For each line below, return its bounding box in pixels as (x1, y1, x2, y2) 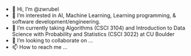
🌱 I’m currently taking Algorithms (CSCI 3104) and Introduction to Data (11, 24, 186, 31)
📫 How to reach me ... (11, 44, 68, 50)
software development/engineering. (11, 18, 101, 25)
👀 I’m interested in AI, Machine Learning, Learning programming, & (11, 12, 177, 19)
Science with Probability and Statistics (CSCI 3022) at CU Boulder (11, 31, 175, 38)
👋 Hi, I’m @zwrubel (11, 6, 59, 12)
